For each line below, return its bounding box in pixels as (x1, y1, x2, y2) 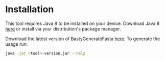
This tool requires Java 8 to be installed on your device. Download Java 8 (5, 20, 160, 26)
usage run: (5, 41, 28, 47)
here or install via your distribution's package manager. (5, 25, 121, 32)
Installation (5, 4, 54, 15)
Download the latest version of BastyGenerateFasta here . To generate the (5, 36, 160, 42)
